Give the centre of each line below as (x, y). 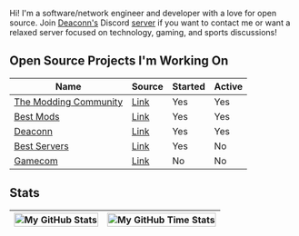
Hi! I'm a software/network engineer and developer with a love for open (143, 13)
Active (229, 86)
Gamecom (36, 161)
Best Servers (42, 146)
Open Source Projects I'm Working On (119, 61)
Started (189, 86)
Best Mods (37, 116)
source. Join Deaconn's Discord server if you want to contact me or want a (150, 23)
